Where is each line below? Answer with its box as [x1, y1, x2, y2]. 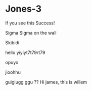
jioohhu [5, 69, 21, 75]
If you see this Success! [5, 20, 55, 26]
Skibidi [5, 39, 19, 46]
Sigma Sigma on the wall [5, 29, 57, 36]
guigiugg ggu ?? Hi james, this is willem [5, 79, 87, 85]
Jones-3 [5, 3, 42, 15]
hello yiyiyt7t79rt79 [5, 49, 45, 55]
